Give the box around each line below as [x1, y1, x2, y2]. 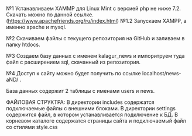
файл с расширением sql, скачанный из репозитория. [6, 58, 141, 65]
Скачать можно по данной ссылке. [6, 11, 94, 18]
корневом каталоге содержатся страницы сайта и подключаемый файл [6, 117, 186, 124]
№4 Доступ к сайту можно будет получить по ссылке [6, 70, 142, 76]
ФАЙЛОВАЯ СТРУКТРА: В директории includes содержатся [6, 99, 155, 106]
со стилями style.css [6, 124, 58, 130]
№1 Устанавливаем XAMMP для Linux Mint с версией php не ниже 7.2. [6, 5, 181, 12]
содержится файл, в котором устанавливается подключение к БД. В [6, 111, 179, 118]
